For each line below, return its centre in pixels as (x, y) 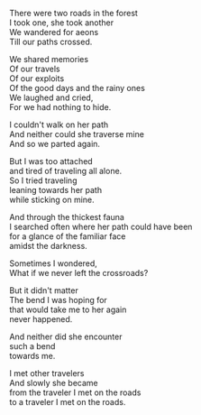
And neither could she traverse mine (77, 134)
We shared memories (49, 59)
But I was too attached (51, 161)
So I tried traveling (43, 180)
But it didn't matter (44, 290)
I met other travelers (47, 373)
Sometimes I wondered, (53, 263)
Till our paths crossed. (51, 41)
